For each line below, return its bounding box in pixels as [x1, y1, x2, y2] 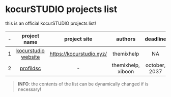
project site [64, 35, 93, 42]
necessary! [17, 86, 42, 92]
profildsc [19, 65, 41, 72]
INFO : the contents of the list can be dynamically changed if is [17, 81, 149, 87]
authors [116, 35, 136, 42]
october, [145, 62, 166, 69]
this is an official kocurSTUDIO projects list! [5, 20, 96, 26]
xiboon [118, 68, 134, 75]
